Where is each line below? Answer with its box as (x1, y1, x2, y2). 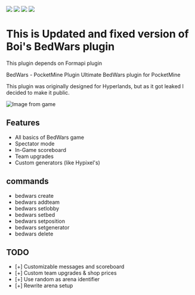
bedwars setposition (14, 218, 66, 225)
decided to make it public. (6, 89, 70, 96)
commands (6, 176, 49, 187)
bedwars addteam (14, 198, 60, 206)
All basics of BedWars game (14, 133, 85, 141)
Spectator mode (14, 140, 55, 147)
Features (6, 118, 40, 128)
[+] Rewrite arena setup (14, 282, 73, 289)
